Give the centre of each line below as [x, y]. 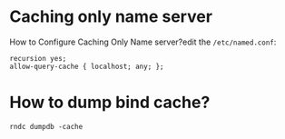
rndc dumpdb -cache [46, 126]
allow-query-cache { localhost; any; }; [87, 66]
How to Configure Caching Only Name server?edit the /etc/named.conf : [143, 42]
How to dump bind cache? [110, 103]
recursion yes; [38, 58]
